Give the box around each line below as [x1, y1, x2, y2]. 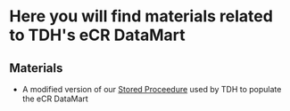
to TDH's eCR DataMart [9, 25, 186, 45]
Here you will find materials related [9, 6, 274, 27]
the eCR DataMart [21, 93, 89, 104]
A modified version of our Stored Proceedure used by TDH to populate [21, 84, 282, 94]
